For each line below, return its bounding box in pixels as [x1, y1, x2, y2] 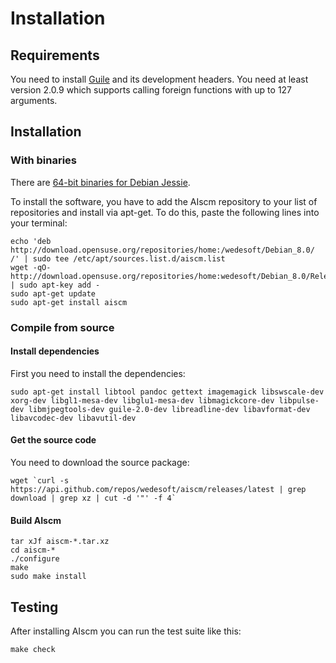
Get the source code [10, 434, 97, 446]
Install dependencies [10, 345, 100, 357]
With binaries [10, 153, 78, 167]
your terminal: [10, 217, 68, 229]
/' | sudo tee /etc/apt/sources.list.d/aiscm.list [10, 253, 226, 264]
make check [10, 645, 56, 655]
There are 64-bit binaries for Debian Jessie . [10, 176, 191, 188]
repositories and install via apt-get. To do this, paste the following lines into [10, 206, 320, 218]
